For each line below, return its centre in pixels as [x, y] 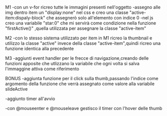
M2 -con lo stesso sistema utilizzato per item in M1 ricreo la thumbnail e [79, 38]
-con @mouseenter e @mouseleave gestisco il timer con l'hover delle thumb [84, 108]
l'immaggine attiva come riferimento [42, 69]
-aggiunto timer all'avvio [30, 99]
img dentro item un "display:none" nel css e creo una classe [67, 12]
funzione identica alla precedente [39, 49]
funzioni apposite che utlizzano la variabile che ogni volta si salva [72, 63]
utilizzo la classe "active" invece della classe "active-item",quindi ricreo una [83, 43]
